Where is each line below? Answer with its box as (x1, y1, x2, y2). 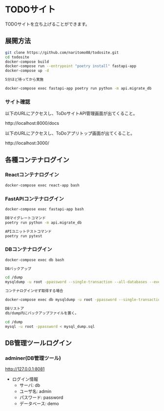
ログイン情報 (12, 376, 38, 382)
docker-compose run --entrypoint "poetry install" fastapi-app (5, 64, 137, 68)
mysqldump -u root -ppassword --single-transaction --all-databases (5, 279, 147, 285)
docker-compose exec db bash (5, 257, 64, 262)
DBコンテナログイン (5, 246, 52, 253)
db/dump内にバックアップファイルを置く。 (5, 311, 79, 316)
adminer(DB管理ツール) (5, 355, 61, 362)
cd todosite (5, 54, 29, 60)
